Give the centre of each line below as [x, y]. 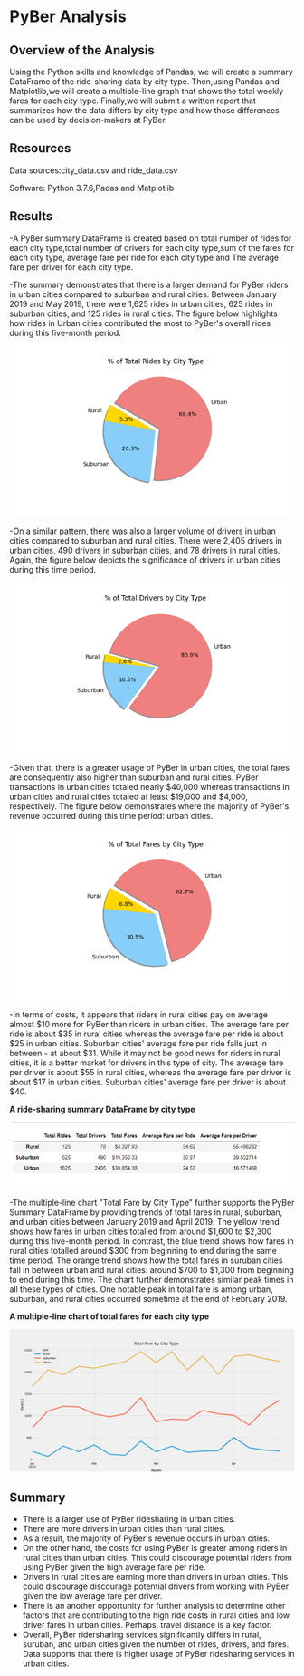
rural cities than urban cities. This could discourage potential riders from [157, 1558]
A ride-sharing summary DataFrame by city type [103, 1109]
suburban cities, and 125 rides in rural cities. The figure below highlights [143, 313]
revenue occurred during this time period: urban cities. [111, 816]
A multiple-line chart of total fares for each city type [109, 1316]
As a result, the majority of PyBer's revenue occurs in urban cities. [146, 1538]
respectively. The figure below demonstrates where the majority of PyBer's [149, 806]
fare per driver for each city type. [71, 267]
